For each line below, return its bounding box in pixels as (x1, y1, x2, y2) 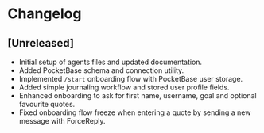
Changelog (7, 5, 82, 23)
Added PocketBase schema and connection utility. (18, 66, 184, 75)
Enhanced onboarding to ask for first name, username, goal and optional (18, 91, 257, 100)
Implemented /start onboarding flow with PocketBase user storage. (18, 74, 243, 83)
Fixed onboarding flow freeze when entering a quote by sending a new (18, 108, 251, 117)
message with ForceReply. (18, 116, 106, 125)
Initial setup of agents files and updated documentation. (18, 57, 203, 66)
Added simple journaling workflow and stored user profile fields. (18, 82, 230, 92)
